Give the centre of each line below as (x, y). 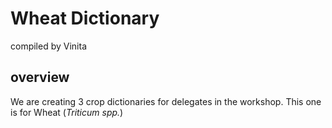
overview (40, 77)
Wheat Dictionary (85, 18)
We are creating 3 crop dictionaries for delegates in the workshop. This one (166, 101)
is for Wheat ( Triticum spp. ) (67, 112)
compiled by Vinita (49, 46)
